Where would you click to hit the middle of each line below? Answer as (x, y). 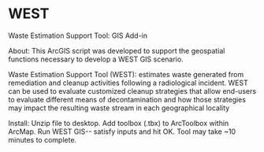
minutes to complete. (43, 139)
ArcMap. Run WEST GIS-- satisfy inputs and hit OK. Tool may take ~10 (122, 132)
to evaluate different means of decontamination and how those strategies (127, 99)
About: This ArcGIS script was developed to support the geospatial (117, 50)
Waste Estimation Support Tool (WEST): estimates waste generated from (126, 74)
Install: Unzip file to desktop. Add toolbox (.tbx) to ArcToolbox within (119, 123)
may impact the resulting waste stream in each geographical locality (119, 108)
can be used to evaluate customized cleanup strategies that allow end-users (132, 91)
